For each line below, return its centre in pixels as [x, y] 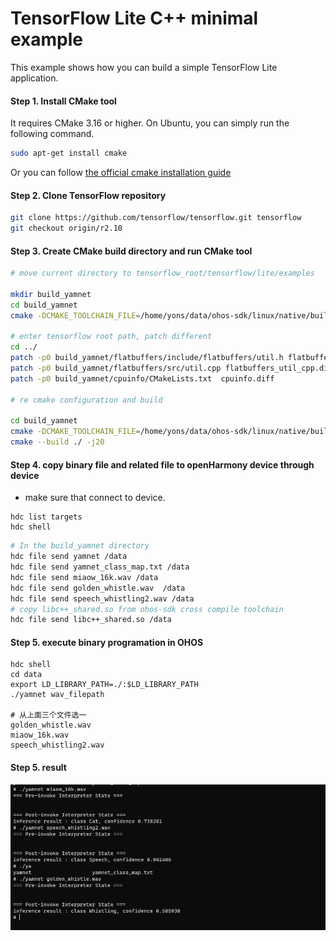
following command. [52, 134]
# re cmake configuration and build [86, 400]
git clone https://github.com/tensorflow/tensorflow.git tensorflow [156, 218]
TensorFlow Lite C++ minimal [134, 18]
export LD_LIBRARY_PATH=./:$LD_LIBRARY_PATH [104, 685]
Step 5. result [38, 768]
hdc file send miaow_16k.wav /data [84, 577]
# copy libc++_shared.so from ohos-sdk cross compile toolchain [147, 609]
